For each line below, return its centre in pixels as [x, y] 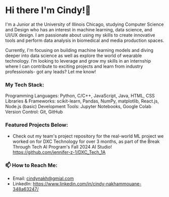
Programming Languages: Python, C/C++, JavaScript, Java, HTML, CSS [80, 96]
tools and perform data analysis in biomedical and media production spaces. [85, 40]
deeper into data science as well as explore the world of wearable [74, 56]
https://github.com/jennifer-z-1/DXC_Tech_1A [59, 152]
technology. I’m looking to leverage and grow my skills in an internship [78, 61]
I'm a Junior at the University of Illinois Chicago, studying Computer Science [84, 24]
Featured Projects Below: [37, 125]
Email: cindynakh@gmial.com [43, 178]
